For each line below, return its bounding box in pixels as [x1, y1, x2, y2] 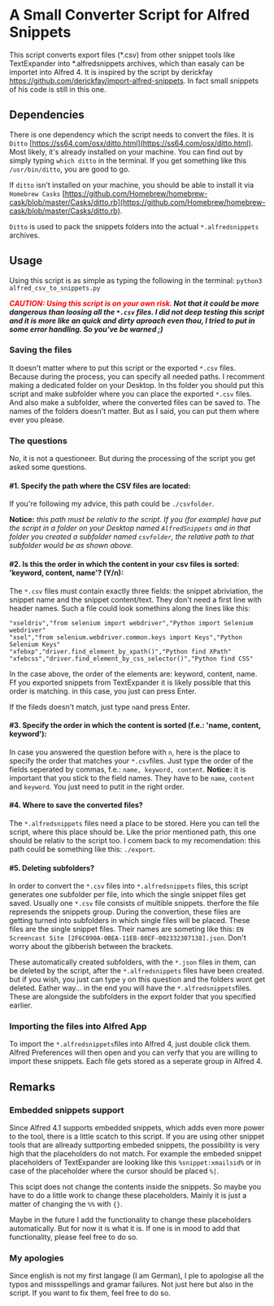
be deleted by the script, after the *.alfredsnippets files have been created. [9, 966, 264, 976]
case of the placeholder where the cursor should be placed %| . [9, 1166, 220, 1176]
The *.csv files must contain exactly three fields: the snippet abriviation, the [9, 586, 263, 595]
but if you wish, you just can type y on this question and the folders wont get [9, 974, 266, 985]
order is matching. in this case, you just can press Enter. [9, 686, 198, 696]
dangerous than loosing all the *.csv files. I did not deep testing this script [9, 307, 265, 316]
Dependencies [9, 108, 85, 122]
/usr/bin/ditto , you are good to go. [9, 164, 131, 174]
